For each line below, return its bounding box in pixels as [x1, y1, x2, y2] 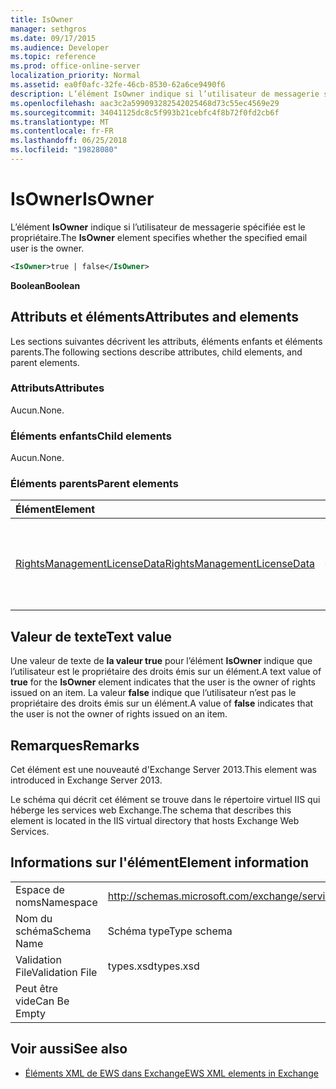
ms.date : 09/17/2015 [10, 33, 97, 43]
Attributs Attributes [10, 381, 105, 395]
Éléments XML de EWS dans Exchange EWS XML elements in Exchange [24, 1067, 319, 1079]
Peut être [15, 981, 59, 995]
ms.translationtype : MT [10, 117, 110, 127]
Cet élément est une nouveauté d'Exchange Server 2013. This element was [10, 764, 317, 776]
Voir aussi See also [10, 1041, 128, 1058]
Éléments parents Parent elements [10, 477, 179, 491]
